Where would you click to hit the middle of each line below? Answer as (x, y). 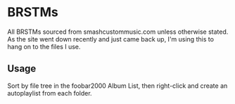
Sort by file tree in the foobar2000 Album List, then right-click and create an (118, 86)
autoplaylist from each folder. (50, 93)
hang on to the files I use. (44, 46)
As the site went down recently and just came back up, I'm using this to (111, 39)
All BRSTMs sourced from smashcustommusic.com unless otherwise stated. (118, 32)
